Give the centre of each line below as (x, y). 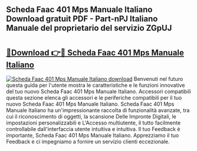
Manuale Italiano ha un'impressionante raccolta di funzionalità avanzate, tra (98, 110)
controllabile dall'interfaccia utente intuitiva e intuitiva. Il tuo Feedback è (93, 129)
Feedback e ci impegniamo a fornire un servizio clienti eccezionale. (88, 142)
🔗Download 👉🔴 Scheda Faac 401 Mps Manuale (95, 52)
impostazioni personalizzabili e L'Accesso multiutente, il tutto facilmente (93, 123)
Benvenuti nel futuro (158, 79)
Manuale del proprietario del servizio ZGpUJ (89, 28)
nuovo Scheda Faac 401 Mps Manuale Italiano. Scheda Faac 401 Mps (90, 104)
